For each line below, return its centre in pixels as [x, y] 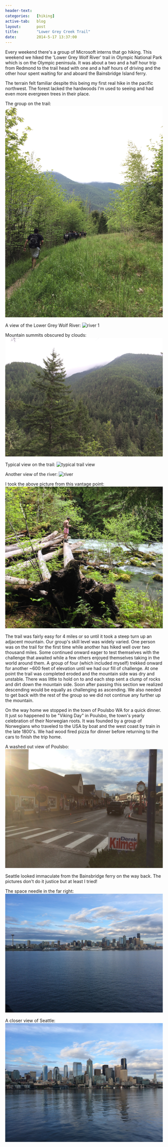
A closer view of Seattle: [30, 1021]
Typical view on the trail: [30, 464]
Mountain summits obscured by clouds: [46, 335]
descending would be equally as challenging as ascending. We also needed [83, 690]
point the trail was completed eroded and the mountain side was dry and [80, 674]
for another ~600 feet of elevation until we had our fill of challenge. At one [82, 668]
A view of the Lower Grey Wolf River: [43, 325]
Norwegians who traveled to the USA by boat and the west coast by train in [83, 726]
